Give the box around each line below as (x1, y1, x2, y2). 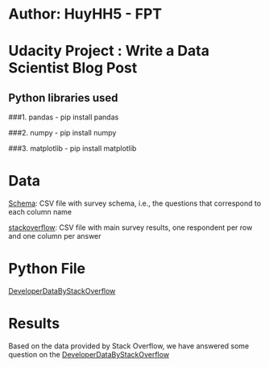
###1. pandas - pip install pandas (8, 112, 119, 122)
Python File (8, 260, 86, 278)
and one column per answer (8, 231, 102, 241)
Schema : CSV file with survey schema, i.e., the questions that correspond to (8, 198, 262, 208)
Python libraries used (8, 90, 118, 105)
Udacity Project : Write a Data (8, 42, 209, 60)
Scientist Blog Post (8, 59, 138, 77)
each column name (8, 207, 72, 217)
